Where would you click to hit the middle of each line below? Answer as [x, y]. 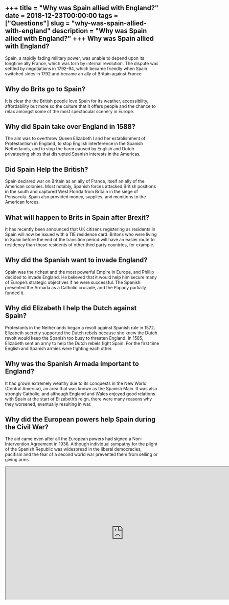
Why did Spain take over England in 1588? [70, 127]
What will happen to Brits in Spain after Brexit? [77, 217]
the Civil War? [27, 427]
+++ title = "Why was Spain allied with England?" [82, 8]
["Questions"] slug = [37, 23]
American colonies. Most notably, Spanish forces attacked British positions [80, 186]
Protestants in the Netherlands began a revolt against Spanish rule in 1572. [80, 327]
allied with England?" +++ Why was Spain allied [80, 39]
